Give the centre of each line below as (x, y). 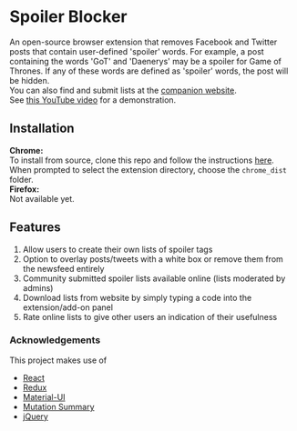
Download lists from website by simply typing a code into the (137, 297)
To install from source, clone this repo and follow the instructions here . (142, 160)
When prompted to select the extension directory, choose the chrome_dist (148, 169)
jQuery (35, 416)
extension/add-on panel (68, 307)
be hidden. (30, 80)
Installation (42, 129)
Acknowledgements (55, 340)
